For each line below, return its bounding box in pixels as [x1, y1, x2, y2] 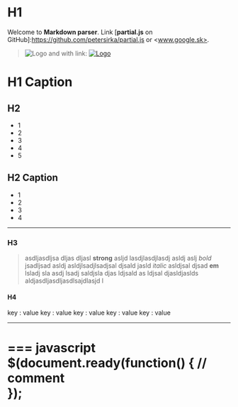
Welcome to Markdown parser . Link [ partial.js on [7, 28, 154, 36]
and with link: [48, 49, 88, 58]
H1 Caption [7, 74, 73, 90]
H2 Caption [7, 172, 59, 184]
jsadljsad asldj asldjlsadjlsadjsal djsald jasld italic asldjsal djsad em [24, 261, 220, 270]
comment [7, 370, 65, 386]
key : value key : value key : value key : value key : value [7, 308, 171, 317]
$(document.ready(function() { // [7, 355, 208, 371]
